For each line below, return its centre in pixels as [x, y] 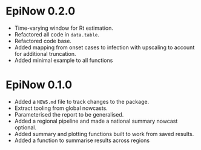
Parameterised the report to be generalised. [69, 114]
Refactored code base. [43, 41]
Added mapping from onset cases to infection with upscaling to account [104, 47]
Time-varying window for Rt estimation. [64, 28]
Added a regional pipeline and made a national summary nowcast [96, 121]
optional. [25, 127]
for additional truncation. [45, 53]
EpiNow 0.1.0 [39, 85]
